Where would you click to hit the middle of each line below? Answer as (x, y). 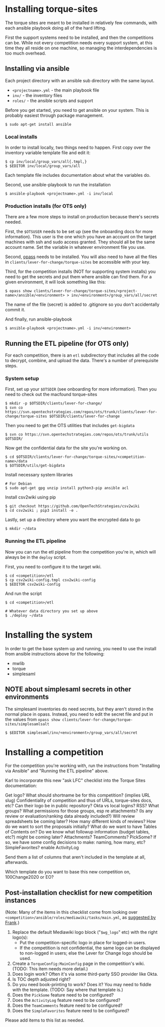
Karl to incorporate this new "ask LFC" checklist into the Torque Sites (75, 780)
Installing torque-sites (51, 9)
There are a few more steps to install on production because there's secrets (82, 217)
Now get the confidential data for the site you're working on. (66, 448)
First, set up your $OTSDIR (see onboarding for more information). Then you (81, 389)
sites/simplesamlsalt (27, 724)
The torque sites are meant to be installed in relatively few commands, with (81, 23)
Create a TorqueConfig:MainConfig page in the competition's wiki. (79, 963)
